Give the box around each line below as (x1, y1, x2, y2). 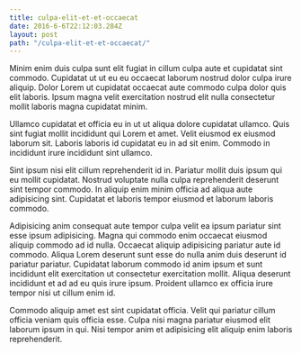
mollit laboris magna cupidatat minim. (9, 101, 148, 113)
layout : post (9, 30, 58, 39)
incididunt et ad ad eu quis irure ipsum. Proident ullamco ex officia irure (9, 278, 274, 289)
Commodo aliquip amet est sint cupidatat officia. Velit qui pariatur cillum (9, 305, 276, 316)
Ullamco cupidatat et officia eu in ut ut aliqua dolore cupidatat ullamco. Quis (9, 119, 290, 130)
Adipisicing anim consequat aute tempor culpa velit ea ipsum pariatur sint (9, 221, 281, 231)
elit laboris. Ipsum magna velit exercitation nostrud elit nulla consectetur (9, 92, 276, 103)
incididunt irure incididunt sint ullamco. (9, 148, 153, 158)
